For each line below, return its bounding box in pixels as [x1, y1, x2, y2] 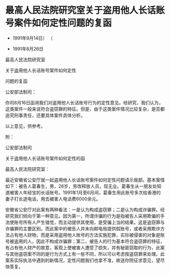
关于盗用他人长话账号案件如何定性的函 [5, 155, 85, 161]
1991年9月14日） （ [12, 35, 53, 41]
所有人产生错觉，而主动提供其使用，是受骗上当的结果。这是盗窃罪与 [22, 219, 165, 225]
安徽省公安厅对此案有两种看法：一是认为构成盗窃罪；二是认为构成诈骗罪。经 [5, 206, 165, 213]
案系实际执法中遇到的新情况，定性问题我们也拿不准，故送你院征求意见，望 [5, 257, 160, 263]
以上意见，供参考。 [5, 123, 46, 129]
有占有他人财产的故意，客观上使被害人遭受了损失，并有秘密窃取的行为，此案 [5, 244, 165, 251]
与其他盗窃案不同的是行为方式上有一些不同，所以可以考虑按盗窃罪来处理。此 [5, 251, 165, 257]
